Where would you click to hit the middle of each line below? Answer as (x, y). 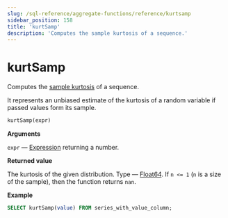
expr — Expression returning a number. (63, 148)
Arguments (24, 134)
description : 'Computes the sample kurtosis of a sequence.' (98, 33)
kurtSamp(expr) (29, 120)
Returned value (30, 161)
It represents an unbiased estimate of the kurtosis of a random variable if (112, 100)
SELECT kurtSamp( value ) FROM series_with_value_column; (90, 208)
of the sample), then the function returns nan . (72, 182)
